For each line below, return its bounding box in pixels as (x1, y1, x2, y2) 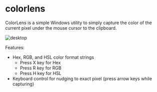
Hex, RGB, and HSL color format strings (12, 54, 94, 60)
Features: (5, 44, 25, 50)
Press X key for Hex (19, 59, 61, 65)
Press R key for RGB (19, 65, 61, 71)
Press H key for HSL (19, 70, 61, 76)
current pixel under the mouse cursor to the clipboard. (5, 25, 117, 31)
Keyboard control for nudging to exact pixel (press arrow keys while (12, 75, 152, 81)
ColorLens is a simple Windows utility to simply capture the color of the (5, 20, 152, 26)
